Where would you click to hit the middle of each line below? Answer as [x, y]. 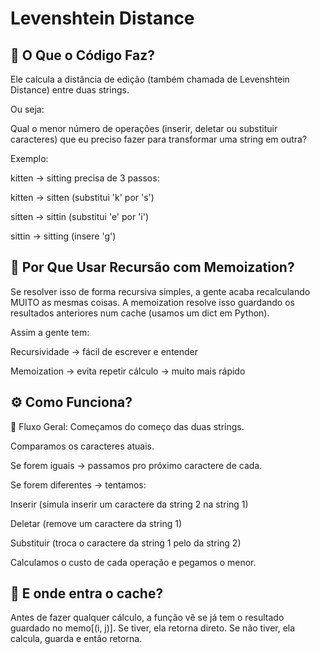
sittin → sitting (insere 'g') [63, 236]
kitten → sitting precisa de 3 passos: [85, 178]
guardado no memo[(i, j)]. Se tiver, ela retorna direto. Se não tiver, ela [153, 628]
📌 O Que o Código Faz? [83, 55]
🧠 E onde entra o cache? [87, 593]
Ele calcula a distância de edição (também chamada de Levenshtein [150, 79]
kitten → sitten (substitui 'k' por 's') [82, 197]
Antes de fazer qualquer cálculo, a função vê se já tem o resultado [147, 618]
